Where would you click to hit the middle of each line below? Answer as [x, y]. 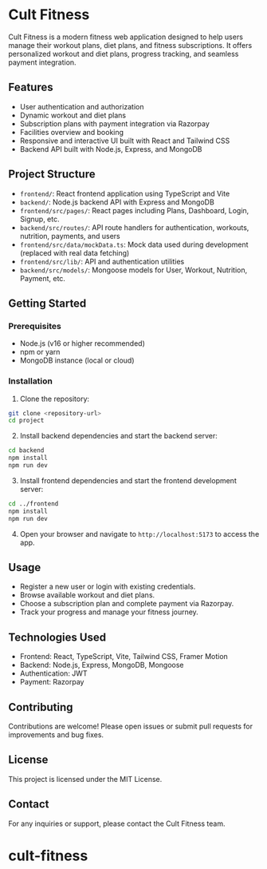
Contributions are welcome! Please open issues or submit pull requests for [131, 726]
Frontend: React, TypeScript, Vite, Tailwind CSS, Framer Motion [124, 657]
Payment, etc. [43, 278]
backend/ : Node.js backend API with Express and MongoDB [117, 202]
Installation [31, 381]
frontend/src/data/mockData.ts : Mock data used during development [134, 244]
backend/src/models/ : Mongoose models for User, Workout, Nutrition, [133, 270]
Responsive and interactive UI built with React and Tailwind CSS [125, 141]
